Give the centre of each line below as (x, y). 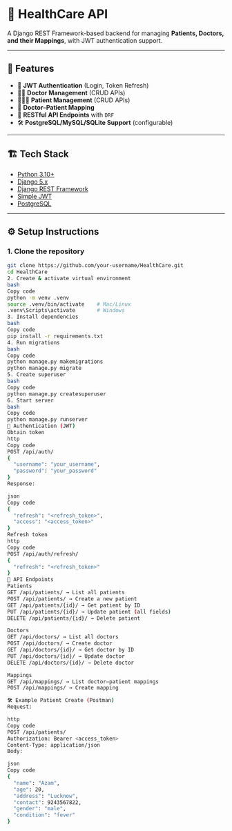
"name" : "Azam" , (37, 783)
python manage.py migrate (44, 369)
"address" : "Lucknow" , (46, 796)
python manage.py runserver (48, 420)
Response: (21, 484)
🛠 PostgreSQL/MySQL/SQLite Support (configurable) (95, 122)
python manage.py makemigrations (55, 362)
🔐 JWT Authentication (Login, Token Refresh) (83, 85)
